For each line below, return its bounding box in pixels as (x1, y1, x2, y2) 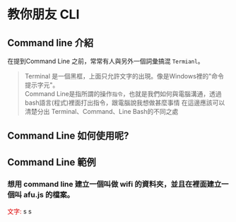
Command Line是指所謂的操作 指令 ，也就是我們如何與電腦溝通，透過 (24, 90, 223, 98)
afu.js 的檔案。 (23, 189, 75, 199)
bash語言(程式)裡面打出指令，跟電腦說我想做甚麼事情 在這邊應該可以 (24, 98, 225, 107)
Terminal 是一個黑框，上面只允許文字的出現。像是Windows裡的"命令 (24, 72, 225, 80)
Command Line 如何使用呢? (7, 130, 129, 142)
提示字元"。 (24, 81, 59, 89)
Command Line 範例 (7, 156, 97, 168)
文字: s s (7, 207, 32, 216)
